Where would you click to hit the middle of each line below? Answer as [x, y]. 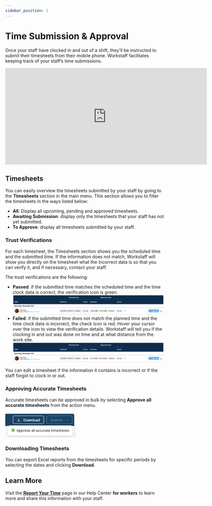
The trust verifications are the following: [47, 277]
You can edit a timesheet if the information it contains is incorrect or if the [82, 371]
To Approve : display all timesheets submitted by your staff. [74, 227]
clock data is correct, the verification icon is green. [65, 292]
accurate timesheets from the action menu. [51, 405]
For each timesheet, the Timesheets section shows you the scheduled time [83, 251]
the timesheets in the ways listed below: [47, 201]
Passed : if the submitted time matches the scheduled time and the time [87, 286]
